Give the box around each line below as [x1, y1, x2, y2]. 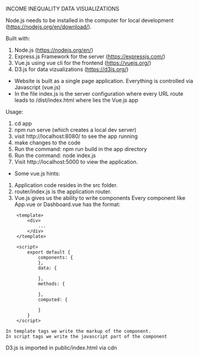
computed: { [37, 297, 68, 303]
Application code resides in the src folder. [14, 182, 118, 188]
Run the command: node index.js [14, 152, 96, 159]
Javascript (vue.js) [14, 84, 61, 91]
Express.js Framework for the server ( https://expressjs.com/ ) [14, 53, 166, 60]
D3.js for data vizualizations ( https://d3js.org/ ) [14, 66, 129, 73]
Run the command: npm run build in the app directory [14, 146, 147, 152]
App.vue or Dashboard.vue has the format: [14, 201, 121, 208]
